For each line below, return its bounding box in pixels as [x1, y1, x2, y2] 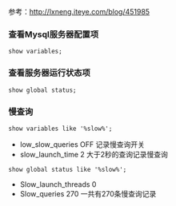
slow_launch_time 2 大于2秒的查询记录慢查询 [19, 149, 168, 159]
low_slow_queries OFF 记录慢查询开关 [19, 139, 146, 149]
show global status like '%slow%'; [8, 165, 127, 173]
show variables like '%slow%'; [8, 125, 113, 133]
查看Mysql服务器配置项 [8, 29, 99, 40]
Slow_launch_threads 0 [19, 179, 97, 189]
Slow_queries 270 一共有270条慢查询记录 [19, 188, 157, 198]
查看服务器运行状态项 [8, 67, 90, 78]
